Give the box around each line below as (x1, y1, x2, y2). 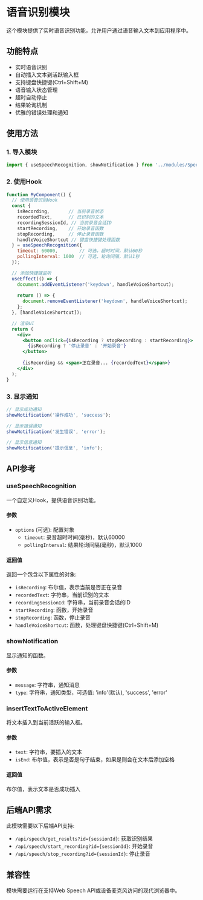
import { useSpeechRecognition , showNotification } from (6, 162, 153, 168)
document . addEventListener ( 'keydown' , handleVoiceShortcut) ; (17, 281, 174, 288)
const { (11, 203, 31, 209)
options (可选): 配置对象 (14, 526, 75, 534)
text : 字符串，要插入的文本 (14, 749, 83, 756)
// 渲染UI (11, 320, 34, 326)
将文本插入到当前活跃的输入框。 (6, 719, 86, 726)
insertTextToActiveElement (6, 704, 88, 712)
